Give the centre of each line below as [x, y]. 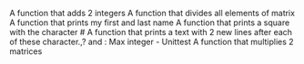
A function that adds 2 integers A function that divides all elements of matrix [152, 13]
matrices [26, 51]
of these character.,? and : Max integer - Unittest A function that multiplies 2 [152, 41]
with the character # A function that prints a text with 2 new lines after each [151, 32]
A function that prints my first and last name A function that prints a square [150, 23]
